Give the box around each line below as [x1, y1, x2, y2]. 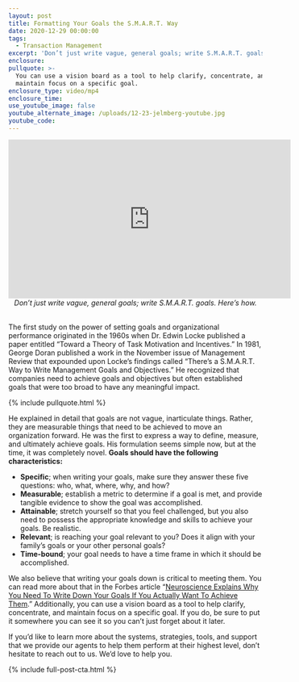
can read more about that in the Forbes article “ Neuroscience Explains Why [8, 582, 260, 592]
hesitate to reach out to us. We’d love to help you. [8, 649, 172, 659]
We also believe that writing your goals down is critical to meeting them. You [8, 573, 262, 583]
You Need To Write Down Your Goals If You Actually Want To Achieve [8, 590, 239, 600]
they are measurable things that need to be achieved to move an [8, 421, 222, 432]
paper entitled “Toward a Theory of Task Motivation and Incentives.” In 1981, [8, 339, 262, 349]
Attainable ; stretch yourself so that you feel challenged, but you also [19, 506, 249, 516]
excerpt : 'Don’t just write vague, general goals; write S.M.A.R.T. [8, 49, 243, 57]
